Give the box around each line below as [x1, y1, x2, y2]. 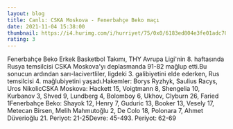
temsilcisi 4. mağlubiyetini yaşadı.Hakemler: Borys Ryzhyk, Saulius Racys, [7, 77, 218, 85]
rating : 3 [7, 36, 36, 43]
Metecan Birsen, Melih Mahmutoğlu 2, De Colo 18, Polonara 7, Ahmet [7, 107, 203, 115]
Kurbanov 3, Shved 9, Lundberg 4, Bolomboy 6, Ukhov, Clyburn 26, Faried [7, 92, 219, 101]
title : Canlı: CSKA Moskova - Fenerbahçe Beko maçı [7, 17, 159, 24]
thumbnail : [7, 29, 39, 37]
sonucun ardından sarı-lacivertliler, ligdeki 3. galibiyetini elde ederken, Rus [7, 70, 220, 78]
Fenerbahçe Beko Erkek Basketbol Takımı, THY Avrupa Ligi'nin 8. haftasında [7, 55, 225, 63]
